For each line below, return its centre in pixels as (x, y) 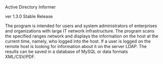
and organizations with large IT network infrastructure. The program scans (80, 31)
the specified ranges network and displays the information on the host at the (82, 36)
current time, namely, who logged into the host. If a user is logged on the (78, 41)
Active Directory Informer (30, 7)
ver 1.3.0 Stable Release (29, 16)
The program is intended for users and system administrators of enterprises (81, 26)
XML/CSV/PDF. (20, 57)
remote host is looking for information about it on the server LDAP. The (76, 46)
